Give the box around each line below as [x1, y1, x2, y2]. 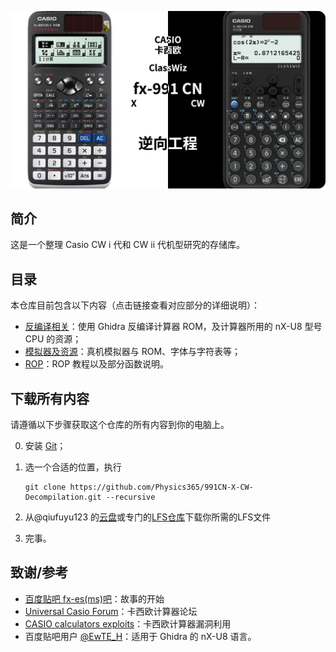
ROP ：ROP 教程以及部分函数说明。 [24, 358, 170, 370]
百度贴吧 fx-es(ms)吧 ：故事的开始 [24, 592, 165, 605]
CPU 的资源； [24, 333, 82, 345]
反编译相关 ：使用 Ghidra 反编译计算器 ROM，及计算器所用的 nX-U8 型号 [24, 321, 323, 333]
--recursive [105, 492, 156, 502]
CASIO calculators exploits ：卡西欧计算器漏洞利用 [24, 617, 232, 630]
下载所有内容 [10, 390, 90, 407]
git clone [24, 482, 67, 492]
